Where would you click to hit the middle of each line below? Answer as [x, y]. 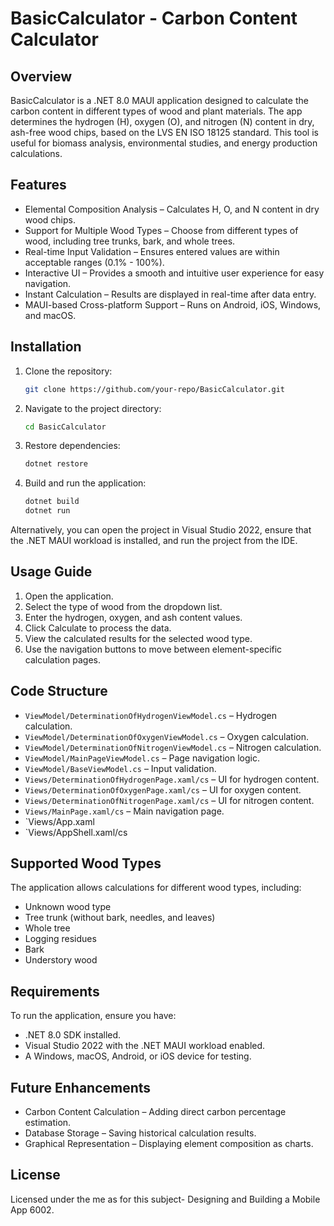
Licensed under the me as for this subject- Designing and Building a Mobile [165, 1199]
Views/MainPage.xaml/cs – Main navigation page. [124, 811]
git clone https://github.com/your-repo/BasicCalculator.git [155, 389]
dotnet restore [56, 464]
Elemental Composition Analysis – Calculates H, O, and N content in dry [172, 209]
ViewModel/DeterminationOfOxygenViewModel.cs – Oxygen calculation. [166, 736]
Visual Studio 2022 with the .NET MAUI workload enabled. [145, 1046]
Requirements [55, 991]
